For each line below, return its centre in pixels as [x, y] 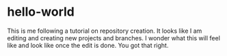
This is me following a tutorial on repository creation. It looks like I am [105, 31]
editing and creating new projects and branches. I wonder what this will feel [114, 38]
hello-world [41, 12]
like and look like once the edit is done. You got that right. [88, 45]
